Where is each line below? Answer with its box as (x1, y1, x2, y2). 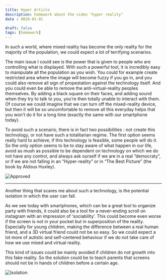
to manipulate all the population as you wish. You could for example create (5, 69, 158, 75)
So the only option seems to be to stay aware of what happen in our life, (5, 142, 153, 148)
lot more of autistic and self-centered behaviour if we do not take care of (5, 235, 154, 241)
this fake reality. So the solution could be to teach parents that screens (5, 255, 150, 261)
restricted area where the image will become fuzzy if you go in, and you (5, 75, 153, 81)
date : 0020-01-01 (5, 16, 43, 21)
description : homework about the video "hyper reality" (5, 12, 123, 17)
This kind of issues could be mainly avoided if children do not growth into (5, 250, 156, 256)
